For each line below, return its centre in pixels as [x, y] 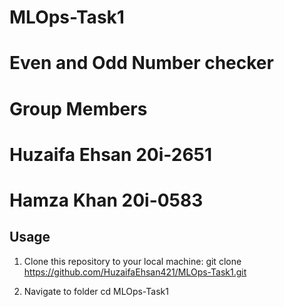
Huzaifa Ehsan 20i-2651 [111, 154]
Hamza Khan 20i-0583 [106, 200]
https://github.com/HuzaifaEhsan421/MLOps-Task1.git [135, 272]
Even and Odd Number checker [141, 63]
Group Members [78, 108]
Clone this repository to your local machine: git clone [132, 261]
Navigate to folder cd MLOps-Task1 [96, 291]
